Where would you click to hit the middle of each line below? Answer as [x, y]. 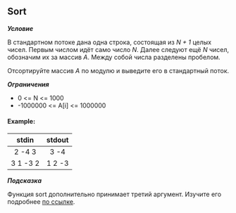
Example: [21, 122]
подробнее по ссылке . [41, 202]
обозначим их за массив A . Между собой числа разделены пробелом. [114, 57]
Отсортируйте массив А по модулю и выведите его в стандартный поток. [118, 70]
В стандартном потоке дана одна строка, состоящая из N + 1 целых [110, 42]
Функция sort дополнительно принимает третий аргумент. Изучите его [114, 194]
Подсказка [25, 181]
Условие [20, 28]
